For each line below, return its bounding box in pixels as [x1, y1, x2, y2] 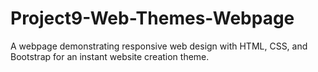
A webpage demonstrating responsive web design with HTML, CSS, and [10, 40, 308, 52]
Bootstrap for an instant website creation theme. [10, 50, 210, 62]
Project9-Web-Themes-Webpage [10, 7, 295, 30]
